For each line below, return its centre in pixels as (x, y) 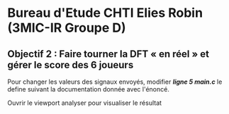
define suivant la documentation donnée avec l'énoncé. (89, 89)
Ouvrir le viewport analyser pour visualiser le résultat (84, 103)
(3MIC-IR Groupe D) (67, 28)
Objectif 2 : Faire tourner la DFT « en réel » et (108, 54)
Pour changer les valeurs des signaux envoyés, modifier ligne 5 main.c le (115, 82)
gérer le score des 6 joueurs (71, 65)
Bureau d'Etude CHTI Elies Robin (105, 13)
